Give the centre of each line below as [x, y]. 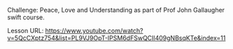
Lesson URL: [26, 31]
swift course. [26, 17]
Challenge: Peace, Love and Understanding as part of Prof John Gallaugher [116, 10]
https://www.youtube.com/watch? [94, 31]
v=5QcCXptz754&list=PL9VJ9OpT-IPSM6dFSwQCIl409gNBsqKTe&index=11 [116, 38]
